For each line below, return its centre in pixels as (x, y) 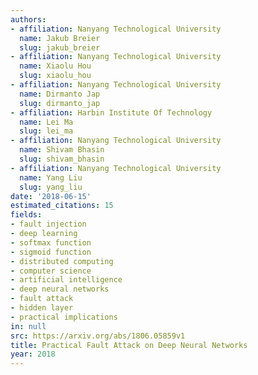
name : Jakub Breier (60, 38)
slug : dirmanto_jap (60, 103)
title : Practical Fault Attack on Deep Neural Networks (129, 345)
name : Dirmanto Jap (60, 94)
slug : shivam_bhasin (62, 159)
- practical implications (64, 317)
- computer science (51, 271)
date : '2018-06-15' (51, 196)
